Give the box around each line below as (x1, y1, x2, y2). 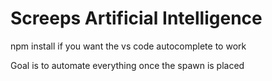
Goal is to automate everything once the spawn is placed (10, 59, 245, 71)
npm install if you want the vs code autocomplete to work (10, 40, 247, 52)
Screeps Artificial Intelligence (10, 7, 263, 30)
